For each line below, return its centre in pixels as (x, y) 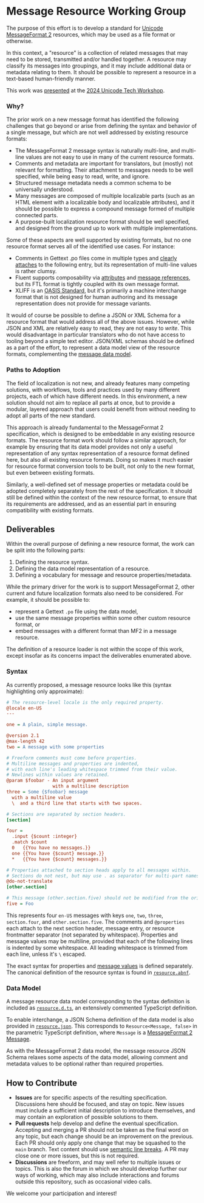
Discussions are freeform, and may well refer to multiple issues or (98, 1162)
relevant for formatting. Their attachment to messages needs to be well (104, 170)
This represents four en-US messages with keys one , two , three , (85, 915)
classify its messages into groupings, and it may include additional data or (99, 66)
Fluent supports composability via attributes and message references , (103, 277)
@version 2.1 (23, 736)
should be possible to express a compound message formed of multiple (105, 209)
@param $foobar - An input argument (53, 781)
